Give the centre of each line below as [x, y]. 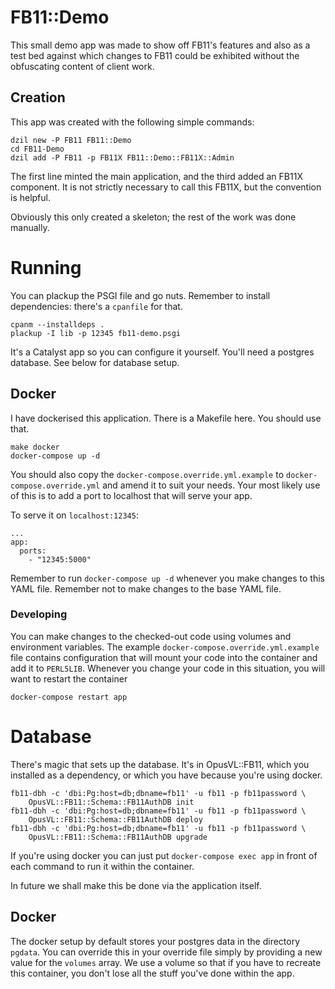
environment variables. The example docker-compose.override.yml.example [165, 647]
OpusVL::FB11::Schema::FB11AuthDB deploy [115, 819]
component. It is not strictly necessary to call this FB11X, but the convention [166, 187]
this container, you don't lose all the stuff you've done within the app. [152, 973]
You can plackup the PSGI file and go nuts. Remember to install [140, 295]
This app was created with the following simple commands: [132, 122]
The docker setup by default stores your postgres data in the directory [155, 941]
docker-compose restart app [69, 697]
